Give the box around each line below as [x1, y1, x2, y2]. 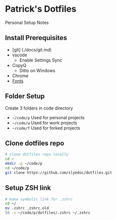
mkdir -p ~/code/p [5, 161, 42, 166]
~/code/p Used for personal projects [12, 114, 85, 120]
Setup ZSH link [5, 184, 51, 192]
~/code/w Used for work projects [12, 120, 77, 126]
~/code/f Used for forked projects [12, 125, 80, 131]
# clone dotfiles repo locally [5, 152, 69, 157]
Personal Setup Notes [5, 20, 49, 25]
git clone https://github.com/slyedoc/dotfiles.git [5, 170, 112, 175]
